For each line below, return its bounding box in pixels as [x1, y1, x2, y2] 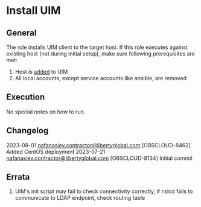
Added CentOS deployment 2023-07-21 [6, 148, 106, 155]
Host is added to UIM [14, 68, 68, 75]
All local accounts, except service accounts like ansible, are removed [14, 75, 187, 81]
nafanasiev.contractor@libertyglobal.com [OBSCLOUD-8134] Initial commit [6, 154, 193, 162]
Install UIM [6, 4, 61, 18]
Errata [6, 172, 30, 182]
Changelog [6, 126, 49, 136]
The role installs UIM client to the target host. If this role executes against [6, 43, 188, 51]
